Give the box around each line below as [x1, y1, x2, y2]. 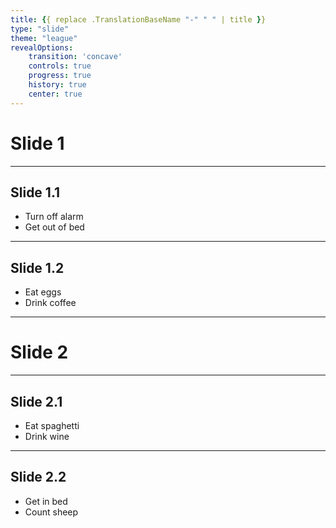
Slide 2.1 [10, 393, 63, 410]
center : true [28, 89, 83, 99]
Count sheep [24, 506, 79, 518]
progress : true [28, 71, 92, 81]
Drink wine [24, 430, 70, 442]
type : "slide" [10, 24, 70, 34]
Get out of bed [24, 221, 85, 233]
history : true [28, 80, 87, 90]
